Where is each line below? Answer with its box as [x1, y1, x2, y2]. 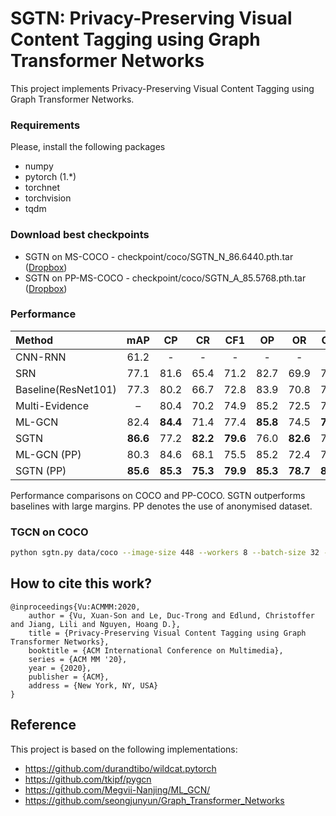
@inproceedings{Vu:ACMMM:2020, [10, 602, 141, 612]
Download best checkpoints [10, 228, 150, 242]
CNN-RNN [15, 350, 67, 364]
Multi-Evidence [15, 398, 90, 412]
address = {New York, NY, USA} [28, 680, 159, 691]
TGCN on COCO [10, 525, 89, 539]
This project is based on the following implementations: [10, 743, 238, 755]
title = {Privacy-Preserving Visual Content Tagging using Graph [28, 628, 307, 638]
